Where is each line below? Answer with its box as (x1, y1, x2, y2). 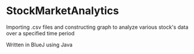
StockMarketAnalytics (6, 4, 119, 18)
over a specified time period (6, 29, 75, 36)
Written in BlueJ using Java (6, 41, 73, 48)
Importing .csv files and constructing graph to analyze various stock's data (6, 23, 189, 31)
